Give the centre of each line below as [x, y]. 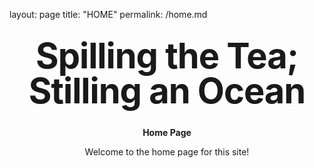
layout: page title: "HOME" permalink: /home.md [108, 14]
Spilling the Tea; [167, 56]
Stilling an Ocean [167, 91]
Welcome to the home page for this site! [167, 152]
